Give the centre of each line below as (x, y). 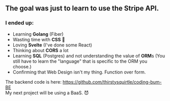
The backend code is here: (33, 82)
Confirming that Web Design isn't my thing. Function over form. (79, 72)
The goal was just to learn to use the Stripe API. (82, 8)
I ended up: (20, 23)
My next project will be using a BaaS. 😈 (47, 93)
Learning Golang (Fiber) (38, 34)
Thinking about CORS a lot (41, 50)
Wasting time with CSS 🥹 (39, 39)
